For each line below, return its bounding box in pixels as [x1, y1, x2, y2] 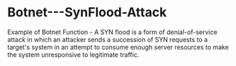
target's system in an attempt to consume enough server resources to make [7, 43, 229, 51]
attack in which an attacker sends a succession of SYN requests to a [7, 35, 208, 43]
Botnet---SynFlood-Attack [7, 4, 167, 21]
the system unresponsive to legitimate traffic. [7, 50, 140, 59]
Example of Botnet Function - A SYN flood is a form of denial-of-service [7, 28, 218, 36]
